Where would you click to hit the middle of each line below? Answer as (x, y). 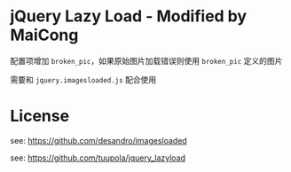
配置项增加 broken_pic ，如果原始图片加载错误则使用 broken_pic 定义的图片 (146, 60)
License (40, 116)
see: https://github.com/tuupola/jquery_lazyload (98, 158)
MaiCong (44, 35)
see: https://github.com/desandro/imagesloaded (98, 140)
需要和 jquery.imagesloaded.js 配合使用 (83, 79)
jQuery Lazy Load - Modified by (129, 16)
